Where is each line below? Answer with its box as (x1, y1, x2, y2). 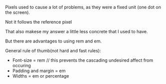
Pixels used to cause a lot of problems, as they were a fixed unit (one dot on (5, 4, 161, 10)
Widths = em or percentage (12, 73, 69, 79)
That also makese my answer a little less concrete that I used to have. (5, 29, 148, 34)
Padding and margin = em (12, 68, 66, 74)
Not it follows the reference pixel (5, 19, 72, 25)
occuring (12, 63, 31, 68)
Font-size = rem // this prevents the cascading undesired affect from (12, 57, 154, 63)
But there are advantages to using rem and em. (5, 38, 102, 44)
